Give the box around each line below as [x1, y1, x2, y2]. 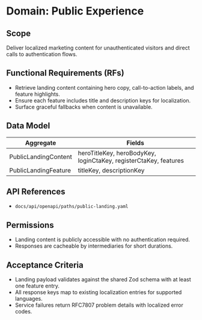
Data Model [6, 121, 50, 131]
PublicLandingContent [9, 152, 72, 161]
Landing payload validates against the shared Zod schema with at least [14, 276, 191, 283]
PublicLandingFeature [9, 166, 71, 174]
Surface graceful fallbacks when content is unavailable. [14, 103, 153, 110]
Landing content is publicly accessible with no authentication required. [14, 236, 191, 243]
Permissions [6, 220, 54, 230]
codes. [14, 308, 32, 315]
